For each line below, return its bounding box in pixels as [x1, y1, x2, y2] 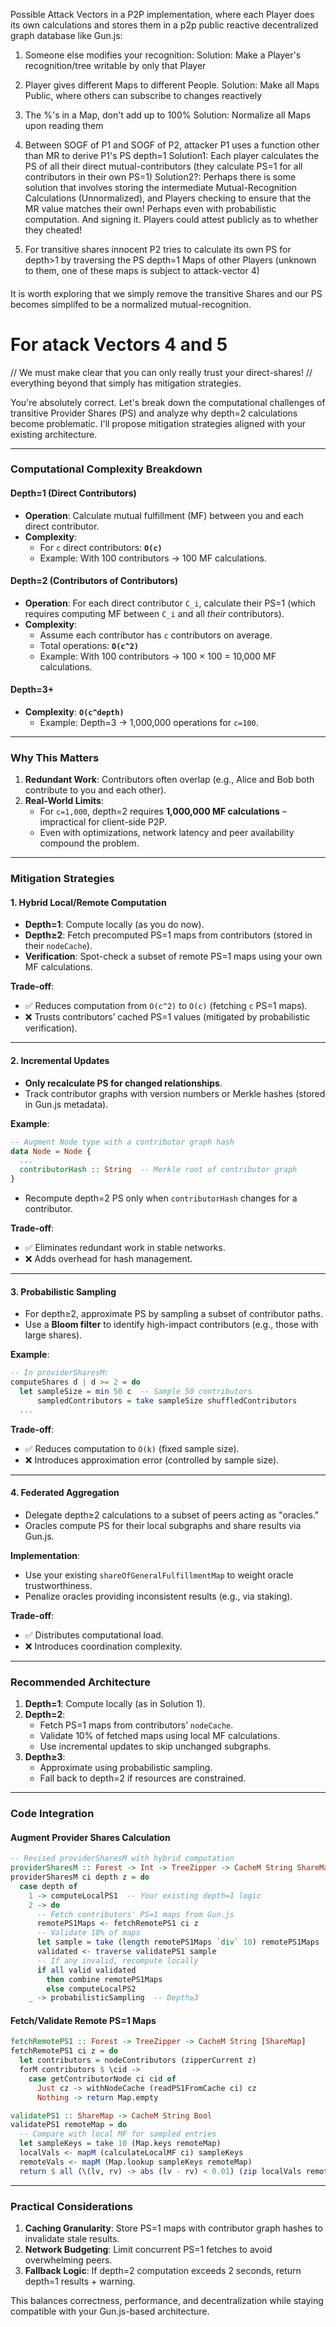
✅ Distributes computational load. [24, 1629, 164, 1641]
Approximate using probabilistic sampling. [39, 1762, 213, 1774]
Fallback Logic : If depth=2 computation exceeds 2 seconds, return [24, 2265, 302, 2277]
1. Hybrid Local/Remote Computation [10, 896, 167, 908]
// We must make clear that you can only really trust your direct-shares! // [10, 366, 313, 378]
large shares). [24, 1329, 83, 1341]
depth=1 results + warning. [24, 2275, 136, 2288]
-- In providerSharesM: [10, 1368, 110, 1378]
